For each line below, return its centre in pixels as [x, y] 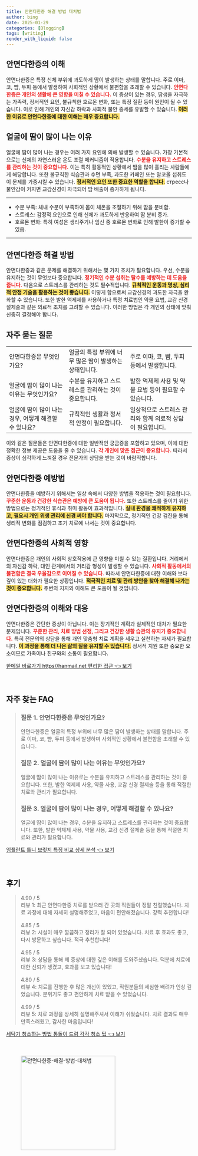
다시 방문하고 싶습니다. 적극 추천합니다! [65, 939]
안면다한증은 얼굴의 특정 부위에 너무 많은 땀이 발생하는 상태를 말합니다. [101, 732]
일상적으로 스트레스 [155, 410]
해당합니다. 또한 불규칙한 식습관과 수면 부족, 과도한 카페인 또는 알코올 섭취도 [99, 174]
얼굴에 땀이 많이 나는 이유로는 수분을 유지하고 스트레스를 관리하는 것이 [101, 777]
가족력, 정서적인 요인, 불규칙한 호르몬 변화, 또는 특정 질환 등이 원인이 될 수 [97, 101]
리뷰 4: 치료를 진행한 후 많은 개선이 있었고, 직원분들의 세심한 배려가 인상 [103, 987]
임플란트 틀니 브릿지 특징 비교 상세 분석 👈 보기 [60, 849]
